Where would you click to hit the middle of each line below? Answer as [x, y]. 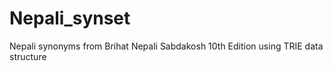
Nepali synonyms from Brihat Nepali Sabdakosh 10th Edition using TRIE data [166, 46]
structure [28, 56]
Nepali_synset [70, 18]
